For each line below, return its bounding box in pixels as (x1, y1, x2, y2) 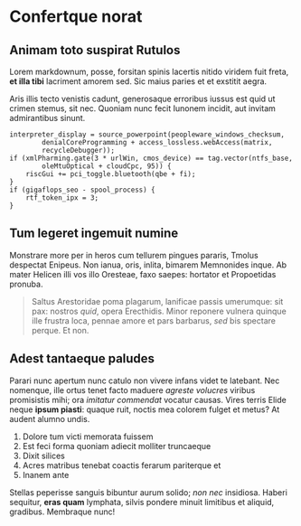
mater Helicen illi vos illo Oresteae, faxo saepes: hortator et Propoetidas (9, 268, 277, 279)
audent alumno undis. (9, 413, 90, 424)
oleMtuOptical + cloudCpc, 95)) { (42, 162, 172, 171)
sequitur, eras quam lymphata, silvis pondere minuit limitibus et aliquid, (9, 496, 275, 507)
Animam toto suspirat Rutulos (9, 42, 181, 58)
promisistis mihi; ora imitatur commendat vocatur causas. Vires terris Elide (9, 394, 287, 405)
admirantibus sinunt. (9, 113, 86, 123)
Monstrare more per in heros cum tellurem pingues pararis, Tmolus (9, 249, 259, 260)
